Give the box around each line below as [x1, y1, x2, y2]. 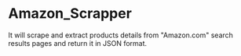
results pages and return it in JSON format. [8, 38, 148, 47]
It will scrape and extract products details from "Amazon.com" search [8, 30, 234, 40]
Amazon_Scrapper [8, 5, 132, 23]
